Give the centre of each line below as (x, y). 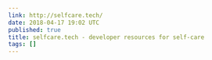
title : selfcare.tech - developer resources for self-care (106, 37)
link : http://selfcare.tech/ (56, 15)
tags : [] (22, 44)
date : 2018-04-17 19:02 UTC (54, 23)
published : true (34, 30)
